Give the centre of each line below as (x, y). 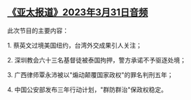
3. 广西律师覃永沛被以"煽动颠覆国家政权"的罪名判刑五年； (90, 74)
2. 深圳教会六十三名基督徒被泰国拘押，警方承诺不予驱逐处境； (97, 60)
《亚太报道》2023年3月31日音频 (78, 12)
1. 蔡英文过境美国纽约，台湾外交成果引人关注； (75, 45)
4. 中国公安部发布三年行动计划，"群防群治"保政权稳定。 (87, 90)
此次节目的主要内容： (38, 31)
